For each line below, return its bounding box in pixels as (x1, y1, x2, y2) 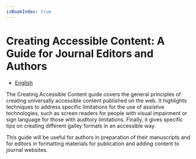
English (14, 79, 33, 86)
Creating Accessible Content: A (6, 34, 165, 47)
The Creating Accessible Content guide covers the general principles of (6, 90, 182, 98)
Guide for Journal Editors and (6, 47, 154, 60)
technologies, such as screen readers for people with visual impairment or (6, 109, 188, 116)
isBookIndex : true (6, 8, 52, 15)
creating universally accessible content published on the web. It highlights (6, 97, 187, 104)
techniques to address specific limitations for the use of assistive (6, 103, 165, 110)
